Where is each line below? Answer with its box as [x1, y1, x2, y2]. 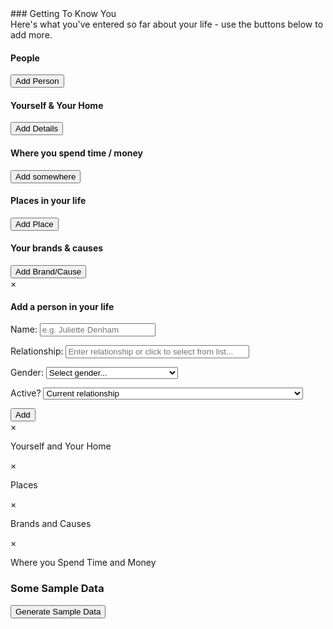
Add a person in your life [10, 300, 115, 312]
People [10, 52, 40, 64]
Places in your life [10, 195, 87, 207]
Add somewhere [15, 171, 77, 182]
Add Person [15, 76, 60, 87]
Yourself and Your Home [10, 440, 112, 452]
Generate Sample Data [15, 606, 102, 617]
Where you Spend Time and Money [10, 557, 157, 569]
